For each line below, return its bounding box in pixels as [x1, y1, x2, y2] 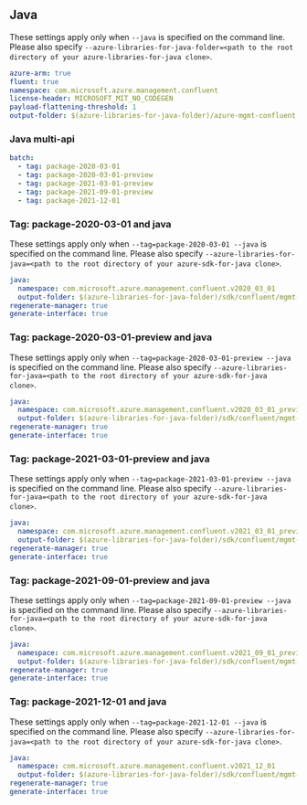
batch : [9, 154, 35, 163]
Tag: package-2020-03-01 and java [9, 217, 172, 230]
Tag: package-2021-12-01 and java [9, 695, 167, 708]
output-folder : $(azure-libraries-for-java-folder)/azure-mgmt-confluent [9, 111, 297, 121]
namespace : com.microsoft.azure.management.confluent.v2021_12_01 [17, 762, 276, 771]
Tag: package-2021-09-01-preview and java [9, 574, 210, 587]
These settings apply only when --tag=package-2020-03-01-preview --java [9, 352, 291, 363]
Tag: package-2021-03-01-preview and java [9, 452, 210, 465]
